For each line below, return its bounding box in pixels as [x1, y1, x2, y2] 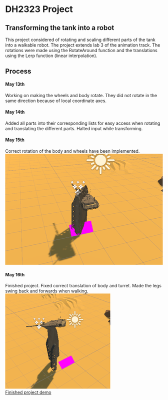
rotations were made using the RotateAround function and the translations [5, 48, 157, 53]
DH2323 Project [5, 4, 73, 15]
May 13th [5, 81, 25, 87]
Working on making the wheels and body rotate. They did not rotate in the [5, 92, 157, 98]
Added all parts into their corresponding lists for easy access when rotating [5, 120, 160, 126]
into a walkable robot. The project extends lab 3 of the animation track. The [5, 42, 160, 48]
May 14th [5, 109, 25, 115]
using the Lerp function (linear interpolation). [5, 53, 97, 59]
